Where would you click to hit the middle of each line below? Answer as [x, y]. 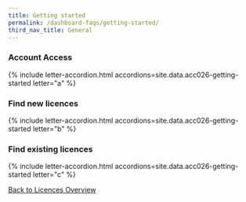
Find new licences [43, 103]
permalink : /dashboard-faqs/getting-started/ [83, 23]
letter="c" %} [54, 174]
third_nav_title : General [50, 30]
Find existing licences [51, 149]
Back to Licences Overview [52, 190]
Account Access [40, 57]
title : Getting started [47, 15]
